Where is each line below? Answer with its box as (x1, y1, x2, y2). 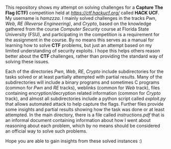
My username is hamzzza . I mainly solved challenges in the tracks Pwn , (5, 15, 157, 21)
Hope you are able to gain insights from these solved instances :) (5, 138, 142, 144)
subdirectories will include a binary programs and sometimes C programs (5, 79, 160, 85)
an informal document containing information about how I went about (5, 117, 151, 123)
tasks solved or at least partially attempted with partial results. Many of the (5, 74, 162, 80)
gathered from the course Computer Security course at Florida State (5, 26, 149, 32)
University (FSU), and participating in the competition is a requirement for (5, 32, 160, 37)
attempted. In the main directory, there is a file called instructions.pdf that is (5, 112, 165, 118)
